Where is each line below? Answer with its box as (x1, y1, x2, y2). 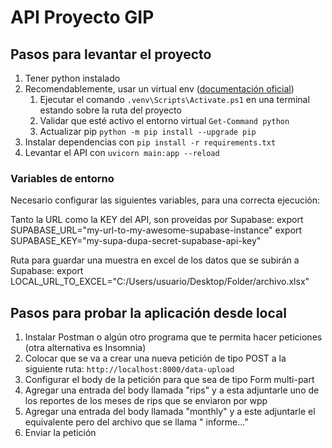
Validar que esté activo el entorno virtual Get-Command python (39, 115, 290, 126)
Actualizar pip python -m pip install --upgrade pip (39, 126, 257, 137)
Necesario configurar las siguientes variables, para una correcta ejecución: (10, 194, 321, 206)
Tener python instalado (24, 72, 121, 84)
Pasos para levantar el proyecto (10, 46, 212, 63)
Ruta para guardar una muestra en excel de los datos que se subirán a (10, 254, 300, 266)
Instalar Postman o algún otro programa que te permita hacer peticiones (24, 331, 323, 343)
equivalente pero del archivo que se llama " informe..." (24, 416, 249, 428)
